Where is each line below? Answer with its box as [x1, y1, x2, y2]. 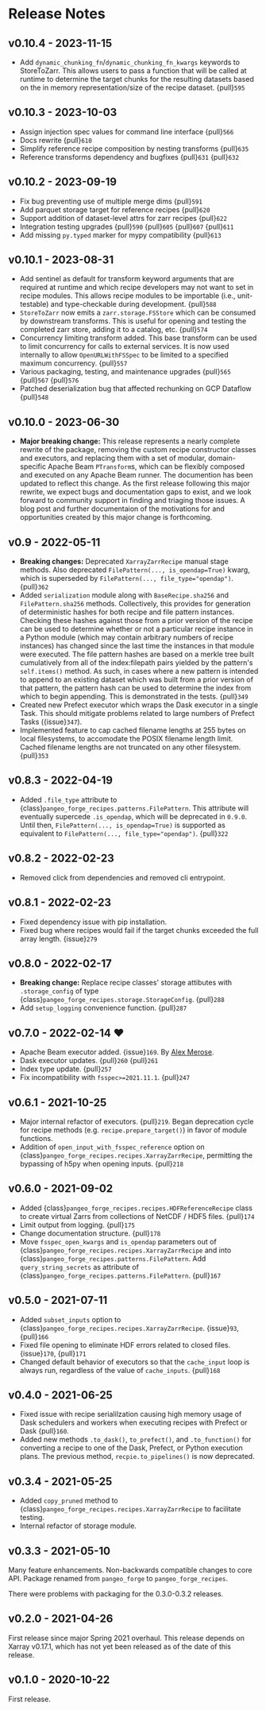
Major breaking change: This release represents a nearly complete [19, 436, 241, 446]
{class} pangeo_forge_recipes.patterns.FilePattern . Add [19, 1253, 206, 1263]
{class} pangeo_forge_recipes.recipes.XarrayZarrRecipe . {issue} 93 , [19, 1323, 240, 1333]
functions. [19, 1133, 53, 1143]
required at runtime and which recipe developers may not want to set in [19, 283, 254, 292]
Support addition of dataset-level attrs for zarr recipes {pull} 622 [19, 213, 228, 222]
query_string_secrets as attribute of [19, 1262, 139, 1271]
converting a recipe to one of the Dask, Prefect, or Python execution [19, 1443, 244, 1453]
